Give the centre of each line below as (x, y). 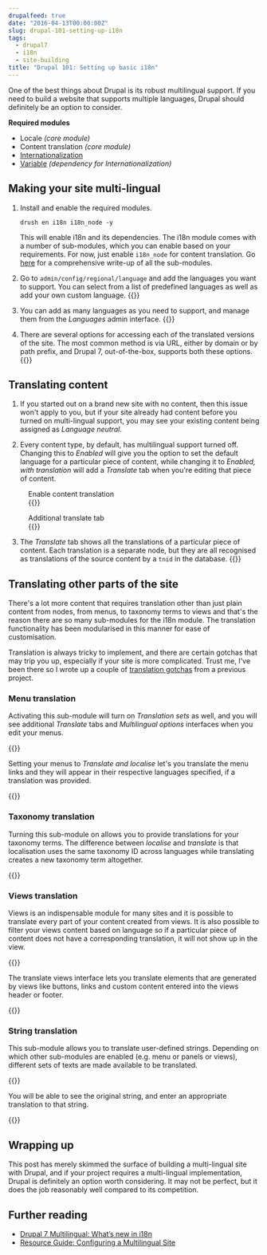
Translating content (58, 385)
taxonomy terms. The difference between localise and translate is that (124, 843)
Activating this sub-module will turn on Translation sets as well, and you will (133, 716)
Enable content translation (71, 494)
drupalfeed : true (37, 16)
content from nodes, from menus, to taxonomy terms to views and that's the (133, 612)
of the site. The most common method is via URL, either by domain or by (139, 343)
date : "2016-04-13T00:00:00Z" (59, 23)
